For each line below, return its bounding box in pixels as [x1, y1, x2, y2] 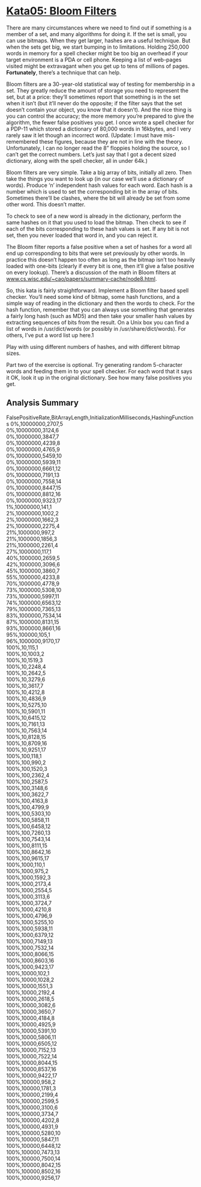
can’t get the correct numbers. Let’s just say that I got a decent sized [6, 150, 176, 158]
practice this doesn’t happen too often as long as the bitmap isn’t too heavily [6, 256, 196, 263]
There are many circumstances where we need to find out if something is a [6, 24, 192, 31]
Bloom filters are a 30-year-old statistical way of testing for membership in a [6, 80, 195, 88]
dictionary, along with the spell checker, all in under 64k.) [6, 157, 148, 164]
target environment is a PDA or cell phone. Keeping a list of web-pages [6, 56, 182, 63]
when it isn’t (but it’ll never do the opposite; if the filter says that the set [6, 99, 182, 106]
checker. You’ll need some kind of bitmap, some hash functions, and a [6, 293, 180, 300]
